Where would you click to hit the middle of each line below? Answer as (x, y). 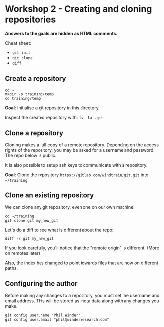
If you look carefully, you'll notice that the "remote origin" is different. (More (82, 248)
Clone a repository (34, 133)
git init (21, 53)
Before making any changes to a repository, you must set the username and (82, 296)
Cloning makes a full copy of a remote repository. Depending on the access (82, 145)
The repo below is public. (31, 155)
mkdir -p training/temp (30, 94)
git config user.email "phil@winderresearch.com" (57, 320)
